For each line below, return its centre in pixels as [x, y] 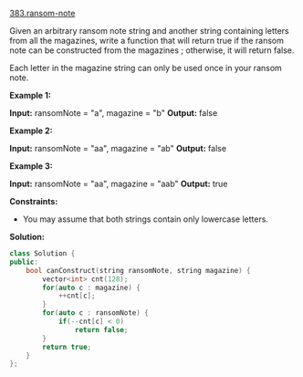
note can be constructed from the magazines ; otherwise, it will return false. [152, 50]
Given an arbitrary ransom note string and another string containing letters [149, 31]
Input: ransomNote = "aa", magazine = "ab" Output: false [118, 148]
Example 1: [31, 95]
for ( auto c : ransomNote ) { [95, 313]
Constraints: [34, 201]
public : [24, 262]
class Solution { [42, 254]
